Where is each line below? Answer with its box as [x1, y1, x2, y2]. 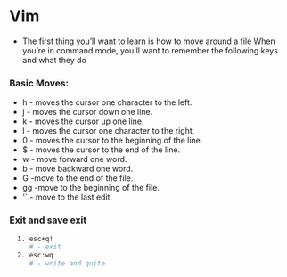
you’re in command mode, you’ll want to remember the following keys [21, 45, 279, 55]
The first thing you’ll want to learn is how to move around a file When [21, 36, 276, 46]
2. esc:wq [17, 251, 53, 260]
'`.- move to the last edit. [21, 191, 113, 202]
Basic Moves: [9, 77, 70, 89]
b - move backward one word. [21, 163, 134, 175]
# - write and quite [29, 259, 105, 268]
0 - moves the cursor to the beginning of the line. [21, 135, 203, 146]
